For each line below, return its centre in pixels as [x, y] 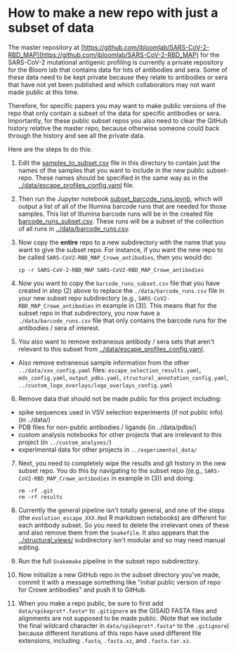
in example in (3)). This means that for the [156, 305]
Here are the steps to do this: [50, 149]
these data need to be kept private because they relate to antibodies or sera [118, 77]
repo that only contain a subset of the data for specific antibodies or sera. [114, 113]
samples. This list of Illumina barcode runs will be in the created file [116, 214]
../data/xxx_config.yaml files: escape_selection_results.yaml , [110, 370]
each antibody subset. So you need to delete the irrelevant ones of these [124, 525]
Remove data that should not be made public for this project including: [120, 398]
